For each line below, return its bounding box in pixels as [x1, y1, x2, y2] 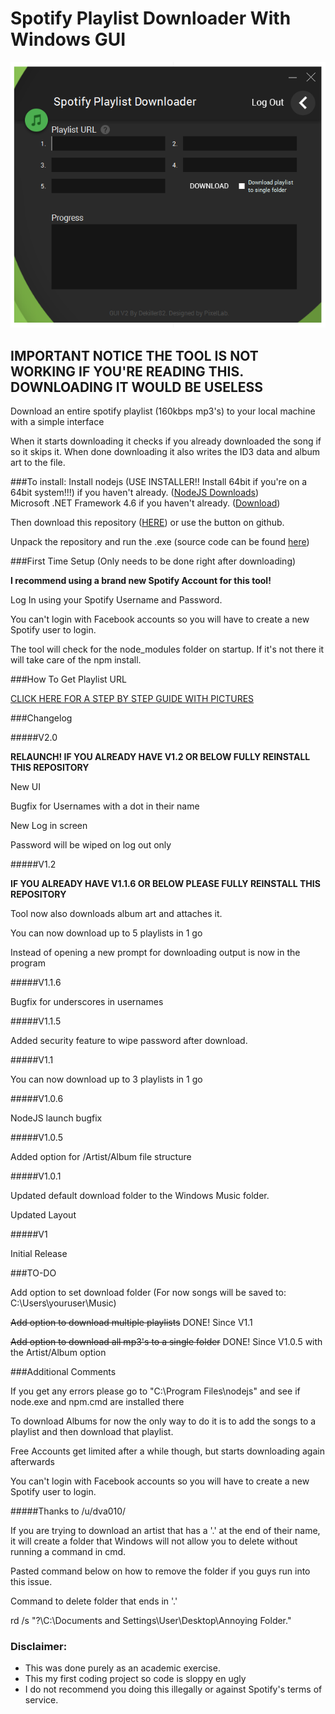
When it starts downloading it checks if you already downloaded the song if [10, 435, 322, 447]
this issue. [10, 1576, 53, 1588]
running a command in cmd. [10, 1546, 127, 1558]
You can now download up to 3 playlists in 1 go [10, 1073, 203, 1086]
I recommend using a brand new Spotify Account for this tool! [10, 575, 272, 587]
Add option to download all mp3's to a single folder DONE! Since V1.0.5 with [10, 1336, 323, 1348]
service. [24, 1694, 59, 1706]
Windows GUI [10, 28, 126, 51]
